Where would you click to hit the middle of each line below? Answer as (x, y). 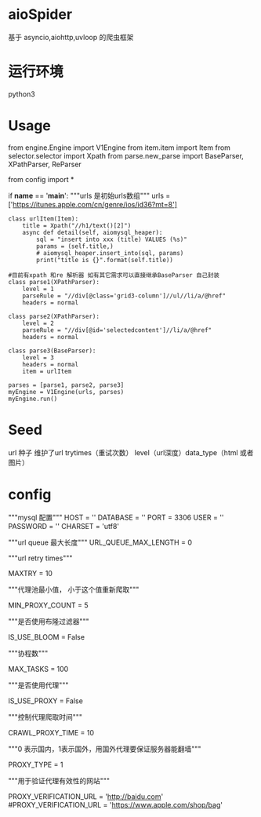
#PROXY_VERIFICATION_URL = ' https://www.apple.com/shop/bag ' (116, 804)
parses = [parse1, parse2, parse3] (66, 385)
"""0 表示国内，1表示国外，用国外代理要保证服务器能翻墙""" (105, 749)
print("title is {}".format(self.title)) (105, 260)
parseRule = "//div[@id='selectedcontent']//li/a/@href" (117, 330)
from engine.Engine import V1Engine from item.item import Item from (120, 148)
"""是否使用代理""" (38, 685)
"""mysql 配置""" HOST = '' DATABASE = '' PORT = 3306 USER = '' (116, 517)
